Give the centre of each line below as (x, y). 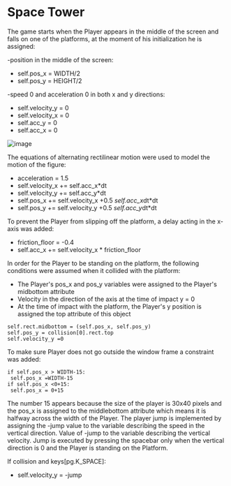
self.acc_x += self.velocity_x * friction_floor (79, 249)
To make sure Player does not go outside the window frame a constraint (111, 352)
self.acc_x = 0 (37, 130)
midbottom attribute (46, 291)
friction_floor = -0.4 (46, 242)
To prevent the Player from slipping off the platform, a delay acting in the (112, 221)
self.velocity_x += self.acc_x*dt (62, 185)
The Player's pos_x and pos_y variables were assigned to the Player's (117, 284)
